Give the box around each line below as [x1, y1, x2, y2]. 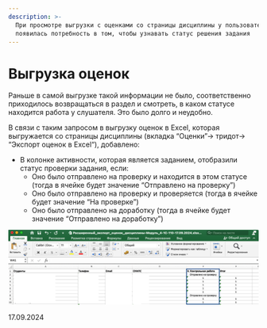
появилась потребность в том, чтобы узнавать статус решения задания [15, 29, 250, 37]
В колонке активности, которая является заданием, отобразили [19, 155, 238, 165]
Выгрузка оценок [8, 64, 130, 82]
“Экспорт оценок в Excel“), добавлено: [8, 139, 141, 150]
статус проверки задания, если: [19, 163, 130, 174]
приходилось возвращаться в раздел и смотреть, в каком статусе [8, 99, 235, 109]
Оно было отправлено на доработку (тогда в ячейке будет [31, 206, 230, 215]
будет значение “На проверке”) [31, 197, 139, 207]
